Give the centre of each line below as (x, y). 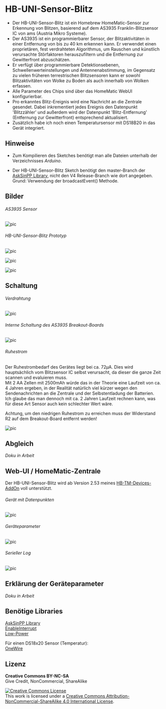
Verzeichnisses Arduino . (37, 161)
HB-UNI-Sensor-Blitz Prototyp (36, 236)
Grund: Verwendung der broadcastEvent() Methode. (65, 181)
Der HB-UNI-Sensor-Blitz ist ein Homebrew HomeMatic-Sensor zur (81, 23)
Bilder (14, 196)
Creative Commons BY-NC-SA (37, 676)
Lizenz (16, 664)
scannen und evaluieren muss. (36, 378)
